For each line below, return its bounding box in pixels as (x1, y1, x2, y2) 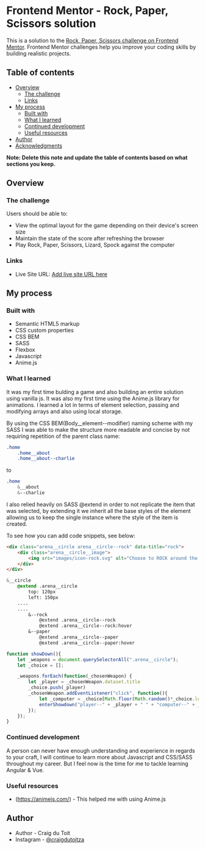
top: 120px (28, 589, 56, 595)
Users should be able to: (6, 210, 68, 217)
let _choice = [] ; (17, 662, 64, 668)
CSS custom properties (15, 327, 74, 334)
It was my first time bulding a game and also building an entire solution (6, 388, 184, 395)
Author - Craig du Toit (15, 829, 70, 836)
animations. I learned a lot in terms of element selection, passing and (6, 401, 180, 409)
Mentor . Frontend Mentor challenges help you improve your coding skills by (6, 43, 196, 51)
